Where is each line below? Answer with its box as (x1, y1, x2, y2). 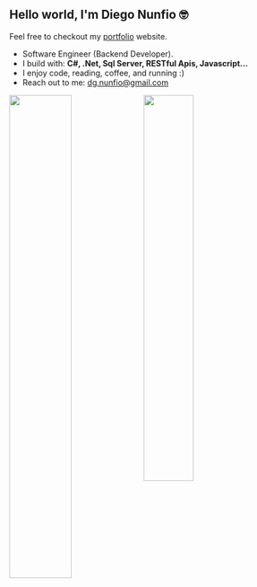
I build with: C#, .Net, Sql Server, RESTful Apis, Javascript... (21, 57, 249, 68)
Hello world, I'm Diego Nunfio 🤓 (9, 7, 189, 22)
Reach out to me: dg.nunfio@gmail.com (21, 76, 169, 88)
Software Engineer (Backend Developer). (21, 48, 174, 59)
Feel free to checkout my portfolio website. (9, 31, 167, 41)
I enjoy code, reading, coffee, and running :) (21, 67, 185, 78)
